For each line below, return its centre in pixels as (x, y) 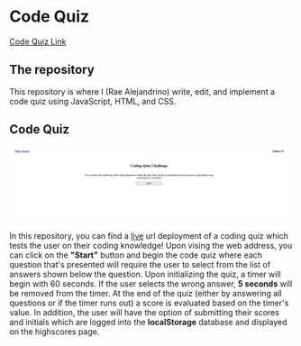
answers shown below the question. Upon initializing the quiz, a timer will (145, 274)
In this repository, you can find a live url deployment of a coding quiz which (149, 236)
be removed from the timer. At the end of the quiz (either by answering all (146, 294)
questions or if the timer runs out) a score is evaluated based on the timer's (149, 303)
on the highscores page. (55, 332)
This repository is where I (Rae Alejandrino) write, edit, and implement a (142, 91)
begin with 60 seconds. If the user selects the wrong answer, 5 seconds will (151, 284)
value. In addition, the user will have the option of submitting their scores (144, 313)
